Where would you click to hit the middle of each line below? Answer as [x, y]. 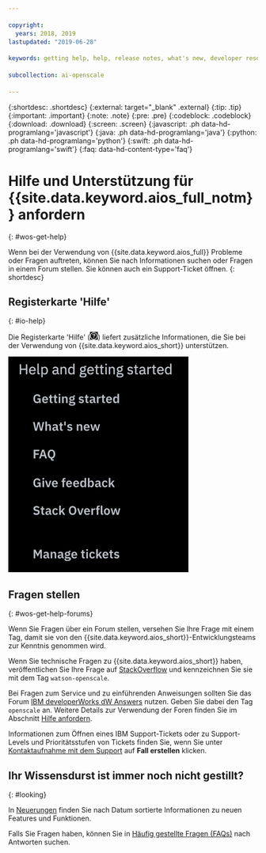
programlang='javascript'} [51, 132]
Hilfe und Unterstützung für [101, 181]
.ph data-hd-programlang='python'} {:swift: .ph [85, 140]
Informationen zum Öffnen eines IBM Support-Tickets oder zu [109, 734]
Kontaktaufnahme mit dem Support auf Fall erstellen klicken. [108, 751]
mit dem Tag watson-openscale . [59, 678]
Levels [19, 742]
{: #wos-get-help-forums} [51, 614]
